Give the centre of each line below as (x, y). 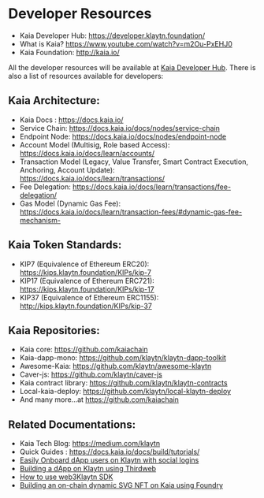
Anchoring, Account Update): (67, 169)
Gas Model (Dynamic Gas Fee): (70, 203)
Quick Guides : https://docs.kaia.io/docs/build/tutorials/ (110, 452)
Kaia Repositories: (54, 331)
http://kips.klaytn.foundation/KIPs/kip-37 (86, 306)
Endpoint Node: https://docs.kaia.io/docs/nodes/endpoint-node (123, 136)
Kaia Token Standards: (65, 245)
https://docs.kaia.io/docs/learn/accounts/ (87, 153)
